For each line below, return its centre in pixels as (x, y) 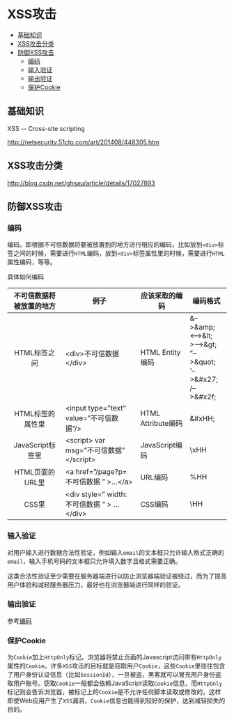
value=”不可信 (88, 418)
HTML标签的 (34, 414)
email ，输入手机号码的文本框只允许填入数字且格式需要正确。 (94, 561)
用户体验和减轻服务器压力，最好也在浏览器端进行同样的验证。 (96, 584)
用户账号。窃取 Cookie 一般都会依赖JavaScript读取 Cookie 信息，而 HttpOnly (118, 683)
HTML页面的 (34, 473)
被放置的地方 (34, 306)
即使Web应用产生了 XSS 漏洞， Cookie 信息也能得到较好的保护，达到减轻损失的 (116, 700)
